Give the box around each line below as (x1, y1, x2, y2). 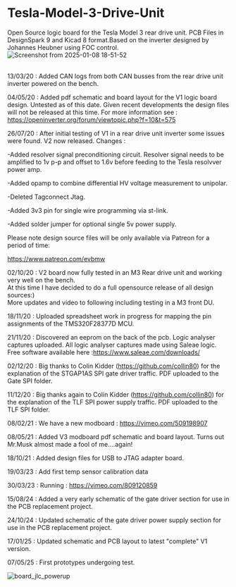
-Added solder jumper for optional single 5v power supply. (7, 220, 177, 228)
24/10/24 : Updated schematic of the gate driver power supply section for (7, 516, 222, 524)
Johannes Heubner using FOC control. (7, 43, 119, 51)
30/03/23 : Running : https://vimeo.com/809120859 (7, 481, 158, 489)
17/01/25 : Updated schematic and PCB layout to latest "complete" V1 (7, 537, 208, 545)
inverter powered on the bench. (7, 79, 99, 87)
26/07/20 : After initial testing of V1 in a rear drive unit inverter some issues (7, 129, 225, 137)
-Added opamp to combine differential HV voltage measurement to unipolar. (7, 178, 228, 187)
